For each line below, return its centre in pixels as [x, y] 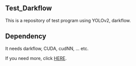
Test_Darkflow [28, 8]
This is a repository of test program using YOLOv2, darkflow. [68, 20]
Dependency [26, 37]
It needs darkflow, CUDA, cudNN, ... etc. [47, 48]
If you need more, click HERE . [36, 58]
